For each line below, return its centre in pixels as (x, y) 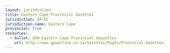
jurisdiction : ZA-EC (27, 19)
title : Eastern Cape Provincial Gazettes (50, 15)
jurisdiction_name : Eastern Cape (40, 24)
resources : (17, 33)
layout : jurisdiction (28, 10)
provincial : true (24, 29)
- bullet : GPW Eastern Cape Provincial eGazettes (63, 38)
